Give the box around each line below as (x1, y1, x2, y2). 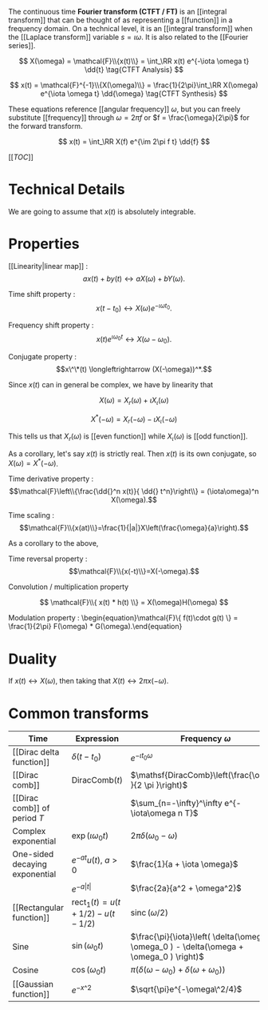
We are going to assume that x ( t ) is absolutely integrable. (8, 206, 196, 216)
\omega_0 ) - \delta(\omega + (130, 940, 244, 952)
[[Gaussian (12, 979, 54, 990)
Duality (8, 650, 57, 667)
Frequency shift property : (8, 320, 94, 331)
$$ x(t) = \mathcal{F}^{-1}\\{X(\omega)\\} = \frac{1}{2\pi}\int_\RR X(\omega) (10, 80, 258, 90)
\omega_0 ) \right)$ (130, 951, 205, 962)
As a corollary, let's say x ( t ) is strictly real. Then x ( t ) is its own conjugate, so (8, 448, 257, 459)
